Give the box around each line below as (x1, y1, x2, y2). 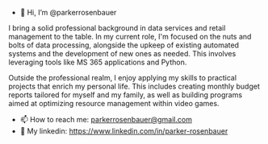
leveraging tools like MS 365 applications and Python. (8, 57, 187, 67)
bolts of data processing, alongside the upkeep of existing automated (8, 40, 240, 50)
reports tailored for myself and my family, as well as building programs (8, 90, 243, 100)
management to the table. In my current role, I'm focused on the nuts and (8, 32, 252, 41)
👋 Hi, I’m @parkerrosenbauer (19, 8, 117, 17)
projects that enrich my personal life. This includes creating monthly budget (8, 81, 260, 91)
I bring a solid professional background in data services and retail (8, 23, 226, 32)
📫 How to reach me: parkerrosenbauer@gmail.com (19, 115, 192, 124)
